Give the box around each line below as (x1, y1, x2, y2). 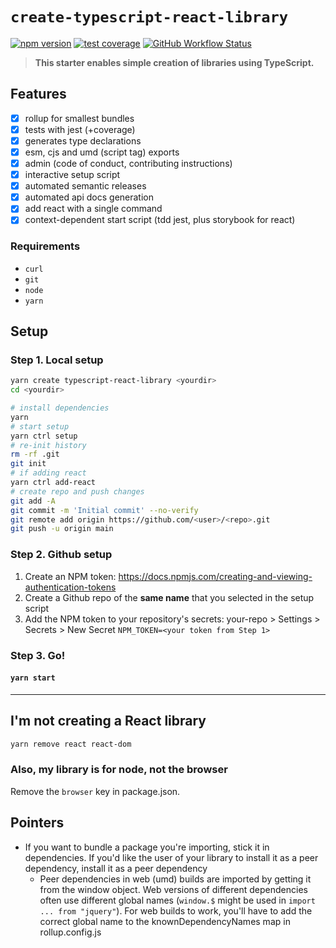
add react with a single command (24, 203, 163, 215)
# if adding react (10, 468, 87, 478)
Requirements (10, 239, 81, 253)
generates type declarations (24, 134, 142, 147)
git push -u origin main (10, 524, 114, 534)
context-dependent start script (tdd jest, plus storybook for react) (24, 214, 296, 226)
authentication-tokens (24, 581, 117, 593)
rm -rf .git (10, 449, 60, 460)
